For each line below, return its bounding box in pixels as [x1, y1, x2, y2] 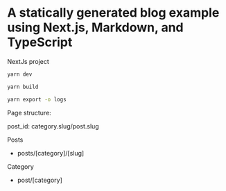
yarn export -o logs [7, 96, 67, 103]
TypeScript [7, 35, 73, 50]
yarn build [7, 83, 39, 90]
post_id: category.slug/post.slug [7, 122, 99, 130]
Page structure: [7, 108, 52, 117]
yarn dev [7, 71, 33, 78]
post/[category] [17, 176, 62, 184]
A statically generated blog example [7, 5, 220, 21]
